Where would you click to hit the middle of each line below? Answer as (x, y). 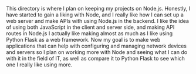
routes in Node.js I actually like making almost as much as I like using (89, 33)
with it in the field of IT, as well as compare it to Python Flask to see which (95, 58)
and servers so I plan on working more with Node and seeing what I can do (97, 52)
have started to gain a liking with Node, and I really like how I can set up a (95, 15)
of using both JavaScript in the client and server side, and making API (90, 27)
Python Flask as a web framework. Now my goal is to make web (83, 40)
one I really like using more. (39, 65)
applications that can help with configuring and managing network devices (96, 46)
